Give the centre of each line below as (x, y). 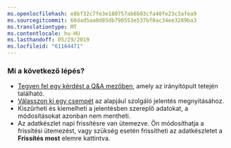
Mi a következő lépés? (46, 71)
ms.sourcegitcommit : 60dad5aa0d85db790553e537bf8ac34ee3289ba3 (102, 20)
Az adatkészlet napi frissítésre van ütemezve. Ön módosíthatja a (111, 123)
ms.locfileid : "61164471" (45, 46)
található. (31, 94)
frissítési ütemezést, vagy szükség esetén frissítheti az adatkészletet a (120, 131)
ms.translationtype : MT (42, 27)
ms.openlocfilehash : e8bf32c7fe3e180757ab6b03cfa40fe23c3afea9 (102, 14)
